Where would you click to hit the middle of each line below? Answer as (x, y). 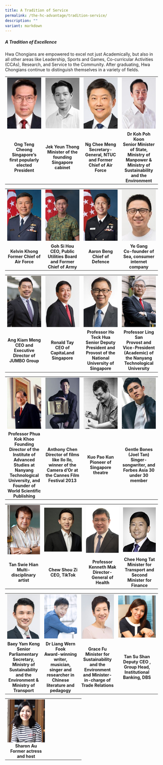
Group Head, (137, 667)
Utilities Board (62, 256)
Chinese (60, 680)
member (139, 480)
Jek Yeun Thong (62, 147)
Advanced (24, 460)
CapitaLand (62, 353)
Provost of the (100, 353)
